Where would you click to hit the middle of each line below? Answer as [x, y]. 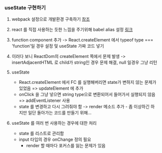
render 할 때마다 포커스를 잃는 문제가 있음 [66, 146]
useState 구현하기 [25, 7]
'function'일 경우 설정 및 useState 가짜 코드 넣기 [58, 46]
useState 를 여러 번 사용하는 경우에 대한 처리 [54, 123]
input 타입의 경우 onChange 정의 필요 [55, 139]
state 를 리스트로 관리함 [41, 134]
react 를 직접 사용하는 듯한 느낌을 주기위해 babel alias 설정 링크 [72, 30]
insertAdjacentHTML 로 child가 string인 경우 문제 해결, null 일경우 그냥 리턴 [84, 62]
